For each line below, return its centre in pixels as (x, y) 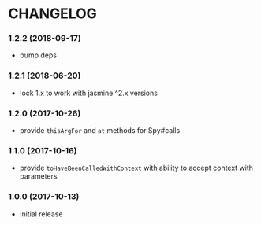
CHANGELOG (52, 14)
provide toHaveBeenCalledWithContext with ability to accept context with (136, 168)
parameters (38, 176)
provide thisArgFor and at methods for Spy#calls (100, 131)
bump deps (38, 55)
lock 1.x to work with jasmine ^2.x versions (88, 93)
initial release (41, 214)
